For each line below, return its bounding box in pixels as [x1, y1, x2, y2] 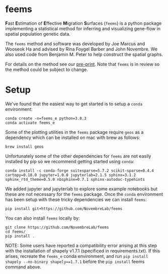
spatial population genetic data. [5, 31, 70, 37]
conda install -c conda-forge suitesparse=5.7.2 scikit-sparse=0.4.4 [5, 168, 154, 173]
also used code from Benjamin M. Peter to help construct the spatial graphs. [5, 51, 163, 57]
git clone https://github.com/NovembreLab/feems [5, 225, 109, 230]
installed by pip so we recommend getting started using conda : [5, 158, 134, 164]
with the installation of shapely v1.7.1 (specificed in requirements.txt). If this [5, 248, 160, 254]
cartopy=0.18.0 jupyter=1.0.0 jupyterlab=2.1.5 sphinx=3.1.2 [5, 172, 136, 177]
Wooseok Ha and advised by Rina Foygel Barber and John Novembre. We [5, 46, 157, 52]
